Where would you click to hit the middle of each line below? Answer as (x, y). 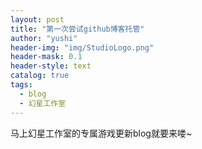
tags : (21, 85)
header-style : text (51, 66)
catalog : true (40, 76)
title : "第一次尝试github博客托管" (77, 29)
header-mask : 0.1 (46, 57)
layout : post (37, 19)
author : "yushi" (44, 38)
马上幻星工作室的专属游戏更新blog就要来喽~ (101, 133)
